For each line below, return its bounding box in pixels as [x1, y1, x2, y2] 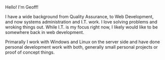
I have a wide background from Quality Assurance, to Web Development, [5, 14, 154, 19]
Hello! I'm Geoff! [5, 4, 39, 10]
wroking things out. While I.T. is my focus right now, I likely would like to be [5, 24, 158, 30]
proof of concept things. [5, 49, 55, 55]
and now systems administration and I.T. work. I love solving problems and [5, 19, 158, 25]
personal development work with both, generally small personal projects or [5, 44, 158, 50]
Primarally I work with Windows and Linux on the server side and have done [5, 39, 160, 45]
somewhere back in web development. [5, 30, 84, 35]
